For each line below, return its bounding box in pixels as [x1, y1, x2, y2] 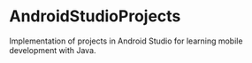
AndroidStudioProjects [9, 6, 181, 27]
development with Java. [9, 44, 96, 55]
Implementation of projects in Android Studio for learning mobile [9, 35, 243, 46]
